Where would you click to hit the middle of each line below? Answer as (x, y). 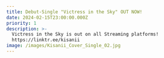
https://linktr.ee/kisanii (46, 40)
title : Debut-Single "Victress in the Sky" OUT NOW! (74, 12)
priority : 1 (21, 23)
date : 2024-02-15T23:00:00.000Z (47, 18)
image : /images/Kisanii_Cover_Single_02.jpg (63, 46)
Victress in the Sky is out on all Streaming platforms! (85, 34)
